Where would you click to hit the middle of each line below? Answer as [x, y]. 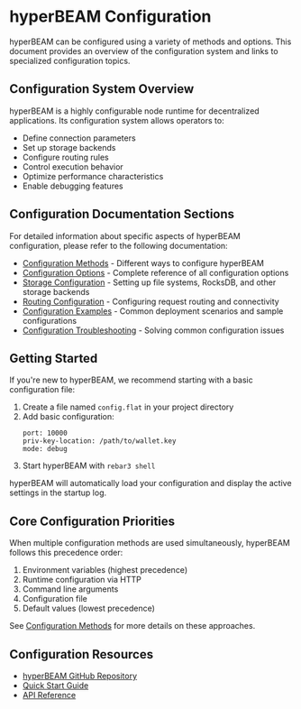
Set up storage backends [69, 147]
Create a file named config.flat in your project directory [128, 407]
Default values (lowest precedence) [89, 608]
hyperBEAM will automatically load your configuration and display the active [150, 483]
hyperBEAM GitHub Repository [80, 676]
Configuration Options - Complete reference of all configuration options [155, 272]
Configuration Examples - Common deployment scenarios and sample [153, 311]
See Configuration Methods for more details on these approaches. [132, 626]
